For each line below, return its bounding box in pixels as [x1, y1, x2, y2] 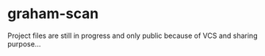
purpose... [7, 39, 41, 48]
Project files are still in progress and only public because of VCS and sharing [7, 31, 258, 40]
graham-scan [7, 5, 99, 23]
